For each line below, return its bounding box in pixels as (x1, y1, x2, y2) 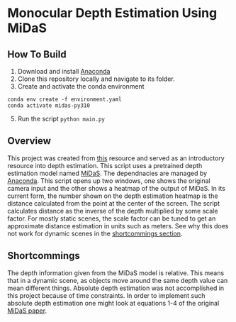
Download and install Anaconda (17, 67, 111, 75)
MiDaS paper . (7, 306, 47, 315)
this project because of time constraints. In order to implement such (7, 291, 206, 299)
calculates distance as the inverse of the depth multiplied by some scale (7, 206, 218, 215)
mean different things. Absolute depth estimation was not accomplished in (7, 284, 225, 292)
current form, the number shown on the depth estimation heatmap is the (7, 191, 218, 200)
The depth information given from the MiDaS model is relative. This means (7, 268, 225, 277)
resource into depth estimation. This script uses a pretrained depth (7, 161, 203, 170)
